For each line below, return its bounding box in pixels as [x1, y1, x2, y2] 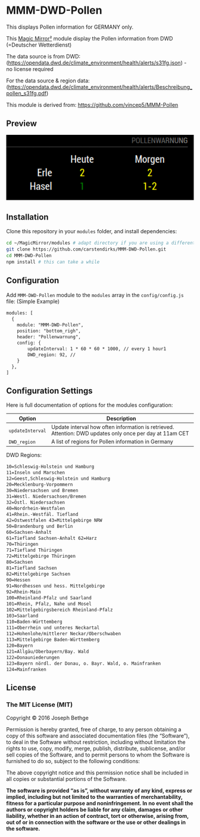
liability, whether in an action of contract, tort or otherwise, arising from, [6, 812, 189, 819]
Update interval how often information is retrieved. [51, 424, 174, 431]
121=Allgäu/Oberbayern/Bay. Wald [6, 648, 89, 654]
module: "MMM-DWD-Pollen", [17, 322, 84, 328]
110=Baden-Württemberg [6, 619, 62, 625]
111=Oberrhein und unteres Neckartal [6, 625, 100, 631]
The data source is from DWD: [6, 52, 81, 60]
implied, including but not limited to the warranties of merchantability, [6, 793, 183, 800]
